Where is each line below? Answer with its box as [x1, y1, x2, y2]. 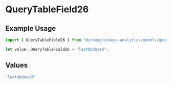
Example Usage [5, 24, 56, 33]
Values [5, 61, 28, 70]
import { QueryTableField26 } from [5, 37, 81, 42]
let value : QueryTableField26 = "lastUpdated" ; [5, 47, 109, 52]
